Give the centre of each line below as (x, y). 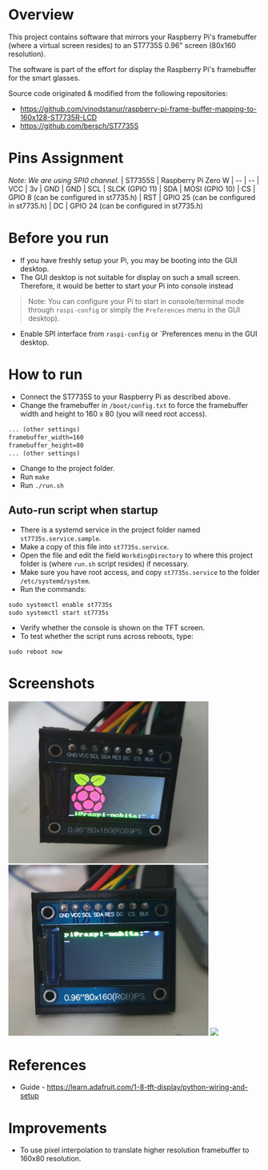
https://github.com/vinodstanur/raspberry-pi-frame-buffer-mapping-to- (138, 109)
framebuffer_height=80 (46, 445)
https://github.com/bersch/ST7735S (79, 126)
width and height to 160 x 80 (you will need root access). (114, 413)
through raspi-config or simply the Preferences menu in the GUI (134, 309)
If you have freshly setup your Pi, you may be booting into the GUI (128, 260)
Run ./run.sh (42, 485)
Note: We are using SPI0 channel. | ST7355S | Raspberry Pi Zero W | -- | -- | (134, 180)
